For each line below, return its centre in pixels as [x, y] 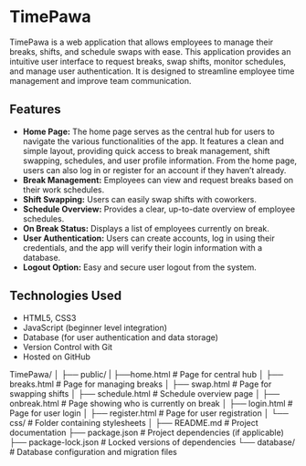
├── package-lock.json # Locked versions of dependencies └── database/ [152, 442]
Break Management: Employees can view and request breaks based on [158, 180]
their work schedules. [63, 190]
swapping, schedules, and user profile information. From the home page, [160, 161]
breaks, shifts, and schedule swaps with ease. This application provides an [150, 51]
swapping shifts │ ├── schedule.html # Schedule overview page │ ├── [145, 393]
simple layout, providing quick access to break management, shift [146, 150]
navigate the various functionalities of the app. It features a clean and [153, 141]
